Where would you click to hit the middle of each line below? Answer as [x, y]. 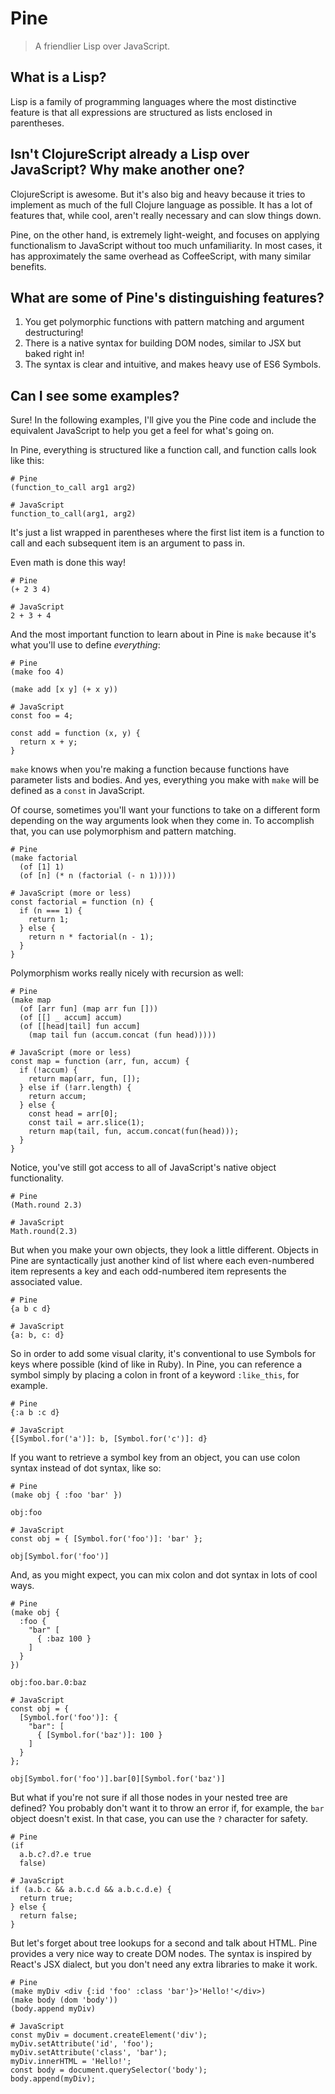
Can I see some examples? [95, 395]
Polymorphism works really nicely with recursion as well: [127, 973]
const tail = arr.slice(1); [86, 1123]
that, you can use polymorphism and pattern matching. [123, 831]
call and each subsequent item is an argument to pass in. [128, 543]
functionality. [37, 1178]
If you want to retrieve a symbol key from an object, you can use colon [155, 1458]
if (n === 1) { [51, 911]
